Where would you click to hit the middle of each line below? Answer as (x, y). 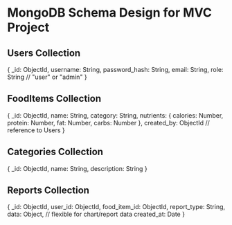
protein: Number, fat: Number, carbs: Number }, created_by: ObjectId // (108, 123)
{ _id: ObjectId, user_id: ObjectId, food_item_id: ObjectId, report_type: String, (116, 207)
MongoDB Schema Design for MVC (110, 13)
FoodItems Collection (54, 99)
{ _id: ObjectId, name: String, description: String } (77, 168)
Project (28, 27)
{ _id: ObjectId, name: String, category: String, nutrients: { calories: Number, (115, 115)
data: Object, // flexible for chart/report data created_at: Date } (96, 214)
